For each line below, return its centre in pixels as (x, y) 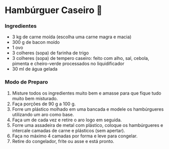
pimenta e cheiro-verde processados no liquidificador (68, 64)
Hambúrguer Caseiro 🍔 (54, 10)
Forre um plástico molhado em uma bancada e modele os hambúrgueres (88, 109)
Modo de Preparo (27, 82)
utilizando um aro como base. (43, 114)
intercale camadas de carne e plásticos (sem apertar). (68, 130)
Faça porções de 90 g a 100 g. (44, 104)
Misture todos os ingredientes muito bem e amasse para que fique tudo (87, 93)
